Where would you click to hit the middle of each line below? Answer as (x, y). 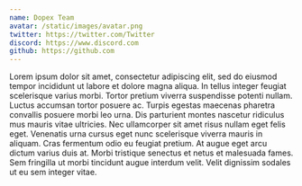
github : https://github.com (62, 51)
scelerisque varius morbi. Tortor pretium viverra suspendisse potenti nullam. (151, 96)
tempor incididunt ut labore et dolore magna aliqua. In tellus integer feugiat (148, 86)
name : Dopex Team (42, 18)
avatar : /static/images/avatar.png (76, 26)
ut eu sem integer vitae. (53, 173)
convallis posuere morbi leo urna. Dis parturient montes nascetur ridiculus (147, 115)
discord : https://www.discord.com (74, 43)
